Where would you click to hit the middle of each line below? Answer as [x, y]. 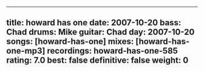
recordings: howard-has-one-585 [112, 51]
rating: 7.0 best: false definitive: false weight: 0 [97, 60]
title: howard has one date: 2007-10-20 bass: [94, 23]
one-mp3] [26, 51]
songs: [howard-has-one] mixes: [70, 42]
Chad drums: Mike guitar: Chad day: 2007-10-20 [100, 32]
